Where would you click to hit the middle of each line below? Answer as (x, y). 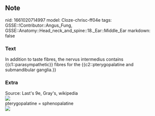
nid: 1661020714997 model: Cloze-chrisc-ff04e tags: (59, 20)
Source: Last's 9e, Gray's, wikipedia (42, 93)
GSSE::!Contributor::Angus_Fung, (39, 25)
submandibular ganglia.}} (31, 70)
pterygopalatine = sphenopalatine (39, 104)
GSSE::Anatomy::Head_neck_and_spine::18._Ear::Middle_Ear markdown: (78, 30)
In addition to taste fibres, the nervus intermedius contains (64, 59)
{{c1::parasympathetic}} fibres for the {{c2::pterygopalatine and (69, 65)
